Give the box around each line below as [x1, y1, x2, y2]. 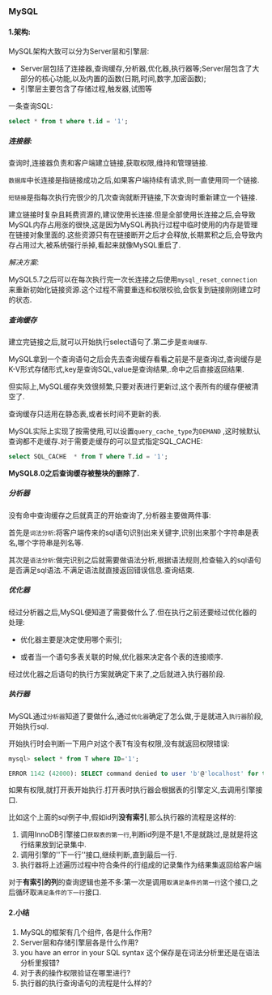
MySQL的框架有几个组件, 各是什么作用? [19, 927, 152, 937]
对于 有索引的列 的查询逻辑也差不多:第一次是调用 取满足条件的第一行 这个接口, [8, 877, 252, 887]
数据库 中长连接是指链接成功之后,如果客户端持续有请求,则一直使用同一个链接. [8, 174, 260, 184]
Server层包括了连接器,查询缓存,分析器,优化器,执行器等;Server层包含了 [19, 63, 253, 74]
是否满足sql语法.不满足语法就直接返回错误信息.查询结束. [8, 565, 195, 575]
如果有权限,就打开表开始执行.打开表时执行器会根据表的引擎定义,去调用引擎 [8, 785, 257, 795]
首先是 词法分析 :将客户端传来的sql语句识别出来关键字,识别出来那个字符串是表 [8, 528, 259, 537]
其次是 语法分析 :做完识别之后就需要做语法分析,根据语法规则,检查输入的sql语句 [8, 554, 261, 565]
